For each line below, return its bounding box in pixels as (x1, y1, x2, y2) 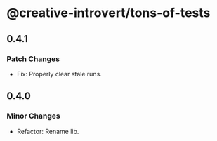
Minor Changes (6, 111, 60, 121)
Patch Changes (6, 54, 60, 64)
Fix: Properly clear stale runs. (16, 69, 103, 78)
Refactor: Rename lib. (16, 127, 79, 135)
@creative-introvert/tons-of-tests (6, 5, 211, 21)
